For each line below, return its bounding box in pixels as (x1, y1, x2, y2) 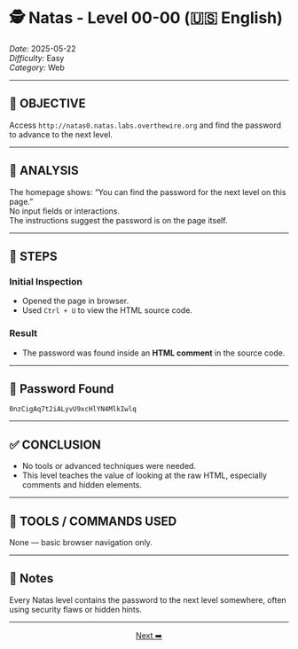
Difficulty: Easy (9, 52, 65, 63)
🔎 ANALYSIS (9, 163, 79, 178)
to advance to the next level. (9, 129, 114, 139)
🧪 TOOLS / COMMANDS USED (9, 513, 177, 528)
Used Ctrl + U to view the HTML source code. (21, 305, 193, 316)
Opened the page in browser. (21, 295, 129, 307)
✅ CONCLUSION (9, 437, 102, 452)
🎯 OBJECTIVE (9, 96, 86, 112)
